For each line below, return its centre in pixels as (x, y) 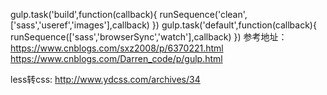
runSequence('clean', (203, 14)
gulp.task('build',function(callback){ (84, 14)
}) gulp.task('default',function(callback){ (234, 25)
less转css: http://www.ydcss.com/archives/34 (105, 79)
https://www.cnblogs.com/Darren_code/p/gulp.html (116, 58)
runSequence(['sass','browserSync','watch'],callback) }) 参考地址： (149, 37)
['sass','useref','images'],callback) (80, 25)
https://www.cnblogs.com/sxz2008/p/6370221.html (117, 48)
